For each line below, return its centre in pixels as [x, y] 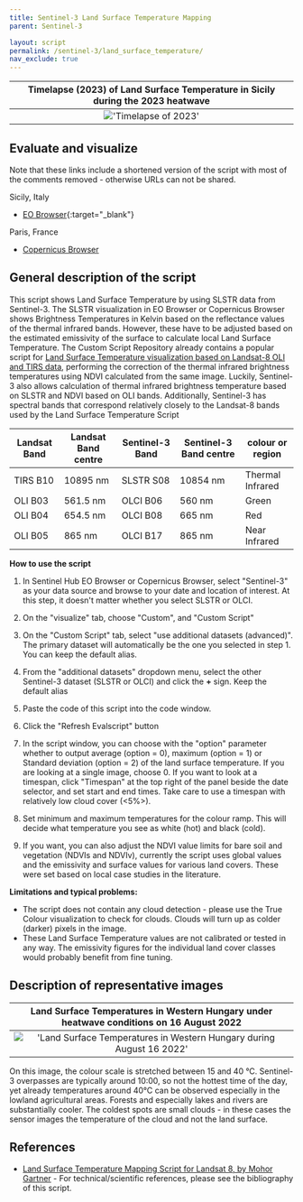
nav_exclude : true [44, 60]
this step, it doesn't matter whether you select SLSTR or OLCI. [138, 600]
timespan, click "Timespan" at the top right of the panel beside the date [155, 781]
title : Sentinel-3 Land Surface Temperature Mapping [110, 18]
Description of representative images [116, 986]
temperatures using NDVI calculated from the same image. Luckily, [133, 376]
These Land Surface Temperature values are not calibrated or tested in [154, 938]
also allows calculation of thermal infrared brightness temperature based [151, 385]
